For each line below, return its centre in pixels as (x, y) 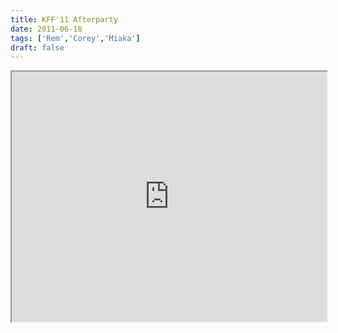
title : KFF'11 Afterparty (64, 19)
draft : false (37, 47)
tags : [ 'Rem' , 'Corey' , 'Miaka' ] (75, 38)
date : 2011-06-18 (46, 29)
